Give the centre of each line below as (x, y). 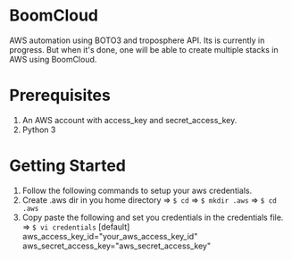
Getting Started (68, 166)
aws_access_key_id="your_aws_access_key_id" (110, 236)
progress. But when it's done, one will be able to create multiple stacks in (144, 49)
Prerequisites (60, 96)
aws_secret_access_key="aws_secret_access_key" (117, 246)
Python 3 (39, 130)
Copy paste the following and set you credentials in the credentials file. (153, 217)
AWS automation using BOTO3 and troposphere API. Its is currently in (137, 40)
